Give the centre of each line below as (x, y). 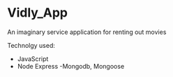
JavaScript (33, 59)
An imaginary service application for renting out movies (87, 32)
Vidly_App (38, 13)
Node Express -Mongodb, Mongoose (71, 66)
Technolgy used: (31, 45)
